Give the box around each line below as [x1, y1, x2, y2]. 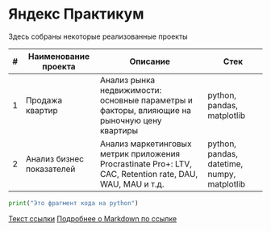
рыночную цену [99, 115, 163, 126]
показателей [25, 163, 76, 174]
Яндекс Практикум [8, 5, 144, 23]
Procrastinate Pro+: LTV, [99, 158, 192, 170]
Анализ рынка [99, 74, 156, 86]
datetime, [207, 158, 244, 170]
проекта [42, 61, 76, 72]
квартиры [99, 124, 139, 136]
